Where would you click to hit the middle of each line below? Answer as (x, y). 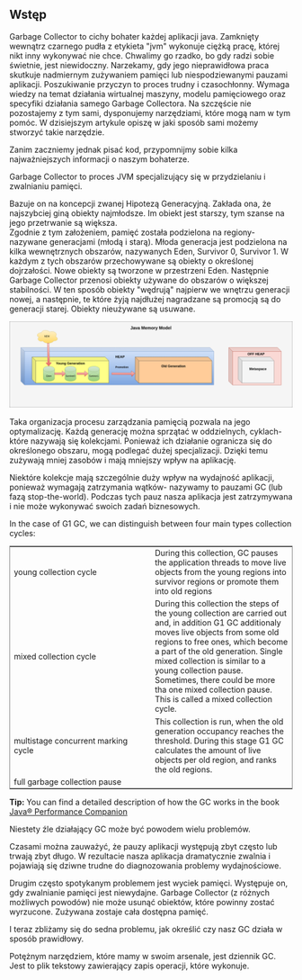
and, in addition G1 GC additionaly (218, 623)
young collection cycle (55, 572)
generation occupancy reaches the (220, 731)
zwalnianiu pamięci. (46, 186)
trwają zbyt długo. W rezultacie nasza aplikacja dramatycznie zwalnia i (140, 856)
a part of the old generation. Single (219, 652)
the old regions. (184, 769)
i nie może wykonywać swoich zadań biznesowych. (105, 507)
